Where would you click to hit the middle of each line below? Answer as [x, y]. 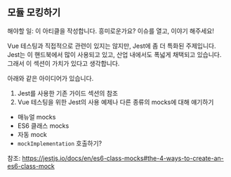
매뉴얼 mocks [37, 117]
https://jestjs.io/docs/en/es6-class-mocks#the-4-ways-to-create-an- [123, 158]
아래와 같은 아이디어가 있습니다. [51, 78]
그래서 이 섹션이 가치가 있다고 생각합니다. [64, 63]
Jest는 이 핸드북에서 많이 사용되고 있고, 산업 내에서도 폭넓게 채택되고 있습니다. [114, 54]
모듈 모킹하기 [34, 13]
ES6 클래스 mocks [43, 126]
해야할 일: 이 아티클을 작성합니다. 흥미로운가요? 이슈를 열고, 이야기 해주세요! [111, 31]
